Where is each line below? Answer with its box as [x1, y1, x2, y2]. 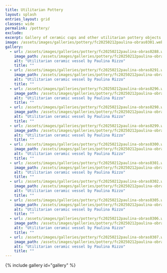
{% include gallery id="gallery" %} [5, 263, 76, 269]
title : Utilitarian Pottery [5, 7, 64, 12]
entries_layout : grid [5, 16, 50, 21]
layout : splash [5, 12, 37, 17]
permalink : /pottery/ [5, 26, 50, 31]
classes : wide [5, 21, 35, 26]
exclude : [5, 30, 23, 35]
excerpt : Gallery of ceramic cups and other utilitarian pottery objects [5, 35, 162, 40]
